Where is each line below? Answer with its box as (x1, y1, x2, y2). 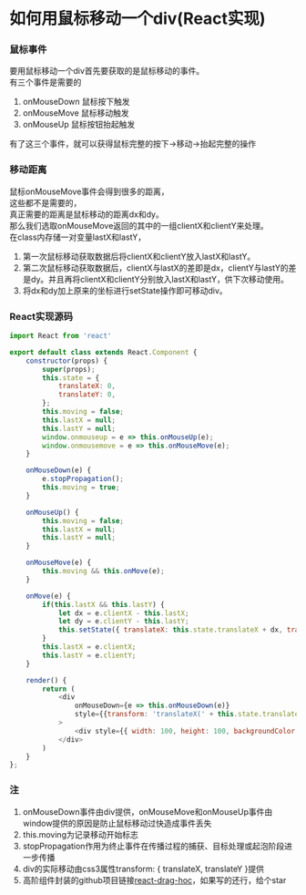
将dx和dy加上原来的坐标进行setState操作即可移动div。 (22, 284, 228, 296)
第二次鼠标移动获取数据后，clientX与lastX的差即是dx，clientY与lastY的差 (22, 262, 297, 273)
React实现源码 (9, 310, 74, 323)
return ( (42, 684, 76, 694)
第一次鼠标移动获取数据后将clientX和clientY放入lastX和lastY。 (22, 251, 256, 262)
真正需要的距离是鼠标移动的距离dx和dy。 (9, 209, 164, 220)
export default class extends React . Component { (9, 347, 198, 356)
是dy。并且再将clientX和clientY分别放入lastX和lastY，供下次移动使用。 (22, 273, 289, 284)
